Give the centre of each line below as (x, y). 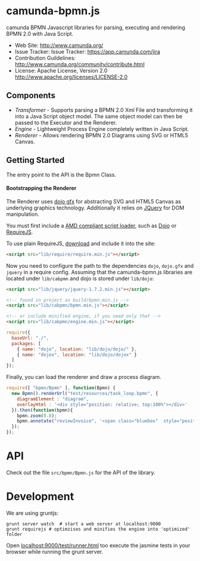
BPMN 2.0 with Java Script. (40, 33)
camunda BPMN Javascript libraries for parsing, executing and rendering (96, 27)
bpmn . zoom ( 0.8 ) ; (37, 416)
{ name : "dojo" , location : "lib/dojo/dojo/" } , (77, 349)
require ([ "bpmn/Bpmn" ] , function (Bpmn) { (61, 388)
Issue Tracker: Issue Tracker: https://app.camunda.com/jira (87, 51)
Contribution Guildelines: (45, 58)
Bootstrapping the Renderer (41, 188)
